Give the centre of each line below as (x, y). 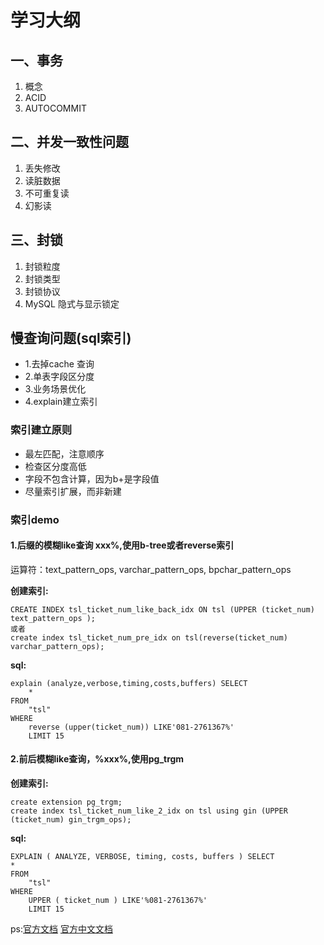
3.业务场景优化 (55, 389)
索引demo (35, 519)
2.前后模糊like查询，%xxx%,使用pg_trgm (97, 759)
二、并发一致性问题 (69, 142)
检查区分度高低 (55, 466)
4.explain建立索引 (61, 402)
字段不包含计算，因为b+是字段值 (92, 478)
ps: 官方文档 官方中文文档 (61, 929)
